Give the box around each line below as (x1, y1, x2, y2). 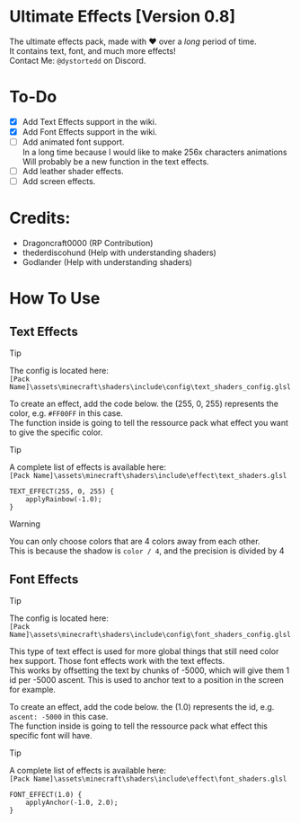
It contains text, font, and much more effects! (9, 45, 177, 56)
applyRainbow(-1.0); (25, 495, 102, 504)
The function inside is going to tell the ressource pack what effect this (9, 721, 268, 731)
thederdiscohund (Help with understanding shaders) (22, 247, 217, 258)
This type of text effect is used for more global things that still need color (9, 645, 279, 657)
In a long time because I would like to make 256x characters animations (22, 146, 287, 158)
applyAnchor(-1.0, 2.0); (25, 798, 119, 807)
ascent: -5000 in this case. (9, 711, 109, 721)
